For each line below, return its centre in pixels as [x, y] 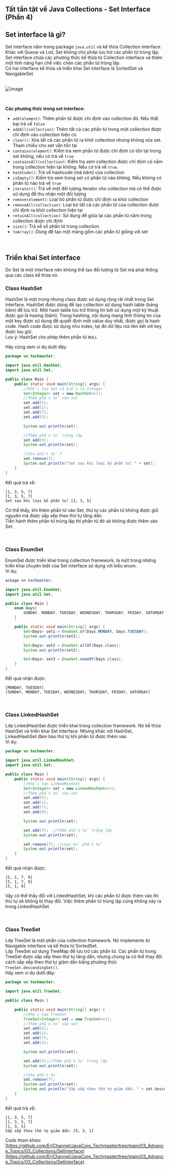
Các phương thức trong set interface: [45, 109]
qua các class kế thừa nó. [32, 275]
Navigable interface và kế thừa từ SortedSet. [52, 946]
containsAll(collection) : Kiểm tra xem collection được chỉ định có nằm [88, 162]
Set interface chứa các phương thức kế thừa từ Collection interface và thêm [84, 58]
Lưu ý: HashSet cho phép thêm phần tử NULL [51, 337]
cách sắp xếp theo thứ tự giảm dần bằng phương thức [61, 962]
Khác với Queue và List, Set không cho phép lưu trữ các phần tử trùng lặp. [82, 52]
